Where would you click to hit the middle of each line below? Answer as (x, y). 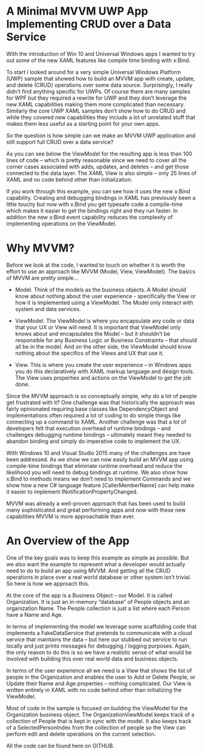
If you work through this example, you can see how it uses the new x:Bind (98, 191)
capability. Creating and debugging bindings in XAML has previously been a (101, 197)
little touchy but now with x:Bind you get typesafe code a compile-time (95, 204)
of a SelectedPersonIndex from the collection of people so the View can (96, 727)
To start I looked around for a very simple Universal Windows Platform (94, 72)
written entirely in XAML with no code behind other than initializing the (94, 690)
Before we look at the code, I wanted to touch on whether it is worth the (96, 265)
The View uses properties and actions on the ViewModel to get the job (103, 377)
